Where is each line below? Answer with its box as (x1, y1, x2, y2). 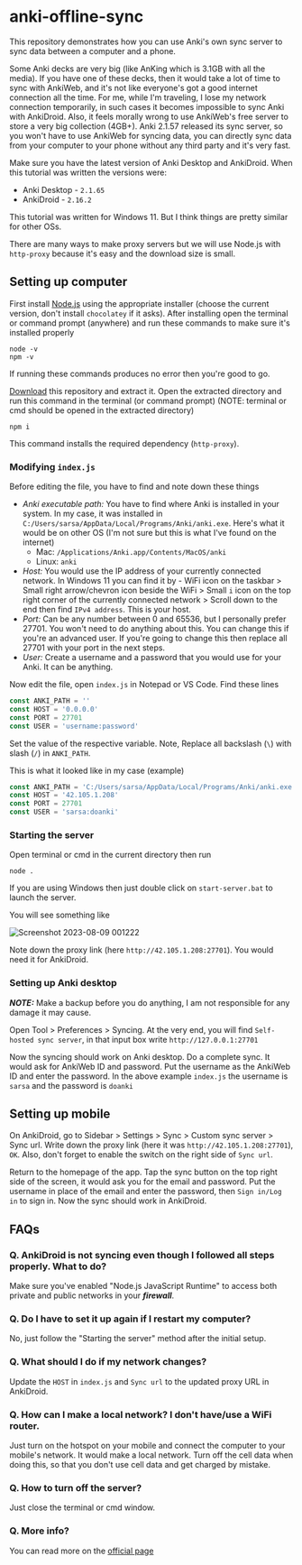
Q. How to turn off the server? (9, 1481, 142, 1494)
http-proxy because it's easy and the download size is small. (9, 248, 236, 259)
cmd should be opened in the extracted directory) (9, 404, 195, 416)
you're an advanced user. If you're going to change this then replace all (22, 633, 288, 644)
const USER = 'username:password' (9, 722, 140, 731)
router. (9, 1419, 41, 1432)
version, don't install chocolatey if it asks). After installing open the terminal (9, 308, 288, 318)
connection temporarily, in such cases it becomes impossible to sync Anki (9, 101, 285, 112)
